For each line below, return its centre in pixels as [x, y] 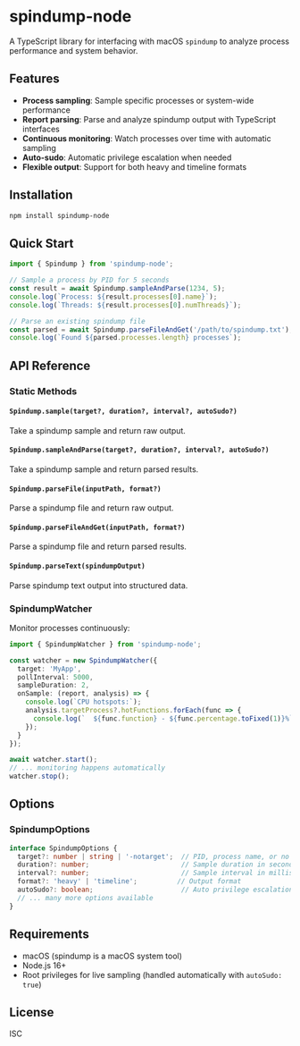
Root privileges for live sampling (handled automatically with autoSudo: [152, 974]
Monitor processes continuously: [70, 628]
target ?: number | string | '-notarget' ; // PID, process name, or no [154, 856]
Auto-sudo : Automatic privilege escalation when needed [127, 157]
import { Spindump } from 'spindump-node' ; [92, 264]
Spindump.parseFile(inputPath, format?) [86, 489]
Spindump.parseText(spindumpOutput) [77, 566]
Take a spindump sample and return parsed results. [104, 469]
